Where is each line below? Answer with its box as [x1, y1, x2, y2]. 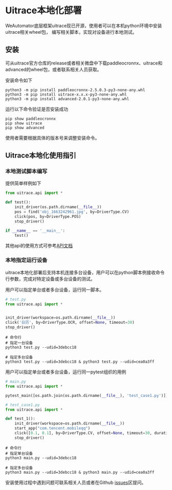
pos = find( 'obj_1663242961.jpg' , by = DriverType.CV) [14, 209, 130, 215]
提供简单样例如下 [5, 180, 41, 187]
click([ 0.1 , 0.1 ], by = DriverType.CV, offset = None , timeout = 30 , [14, 431, 153, 436]
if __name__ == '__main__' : [5, 228, 66, 233]
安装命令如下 [5, 77, 32, 83]
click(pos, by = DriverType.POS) [14, 214, 81, 219]
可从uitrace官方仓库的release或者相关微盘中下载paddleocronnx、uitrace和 [5, 60, 163, 66]
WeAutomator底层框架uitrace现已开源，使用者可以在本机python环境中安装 [5, 23, 162, 29]
